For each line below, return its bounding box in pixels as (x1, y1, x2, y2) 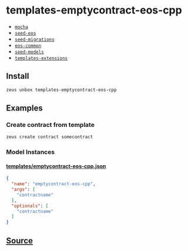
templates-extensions (14, 55, 68, 61)
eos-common (14, 42, 42, 49)
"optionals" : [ (11, 203, 49, 209)
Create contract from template (6, 121, 95, 129)
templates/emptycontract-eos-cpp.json (6, 162, 106, 169)
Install (6, 71, 29, 81)
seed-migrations (14, 36, 55, 42)
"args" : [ (11, 186, 35, 193)
